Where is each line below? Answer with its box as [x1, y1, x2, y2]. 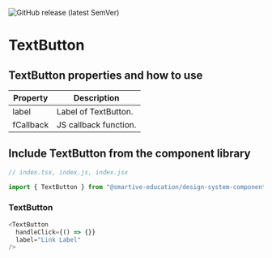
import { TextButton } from [8, 183, 104, 191]
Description [73, 92, 120, 103]
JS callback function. [56, 119, 137, 130]
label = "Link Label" [15, 235, 82, 243]
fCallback [12, 119, 49, 130]
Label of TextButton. [56, 106, 134, 117]
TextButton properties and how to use [8, 68, 203, 82]
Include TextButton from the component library [8, 147, 251, 161]
